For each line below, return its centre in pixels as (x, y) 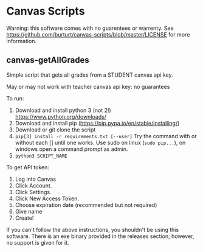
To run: (15, 98)
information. (22, 41)
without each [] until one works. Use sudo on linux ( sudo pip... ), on (100, 142)
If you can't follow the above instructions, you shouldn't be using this (93, 229)
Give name (29, 211)
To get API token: (28, 167)
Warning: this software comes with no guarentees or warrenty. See (90, 28)
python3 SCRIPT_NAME (41, 156)
